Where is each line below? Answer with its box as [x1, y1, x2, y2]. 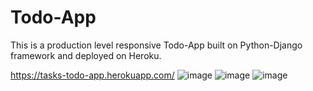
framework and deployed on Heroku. [10, 49, 162, 61]
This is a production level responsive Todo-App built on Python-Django [10, 39, 303, 51]
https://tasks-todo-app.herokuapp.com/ [10, 69, 175, 81]
